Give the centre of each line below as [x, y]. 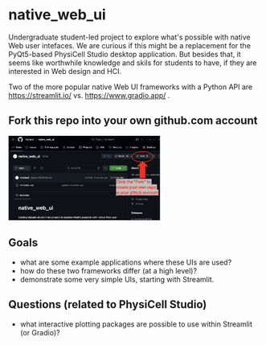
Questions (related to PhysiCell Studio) [108, 304]
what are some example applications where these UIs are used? [126, 262]
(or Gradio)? [40, 332]
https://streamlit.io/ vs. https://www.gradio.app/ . [89, 95]
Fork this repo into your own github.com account [133, 121]
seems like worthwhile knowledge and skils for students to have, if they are [133, 63]
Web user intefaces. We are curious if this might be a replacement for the [130, 45]
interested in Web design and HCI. [65, 71]
